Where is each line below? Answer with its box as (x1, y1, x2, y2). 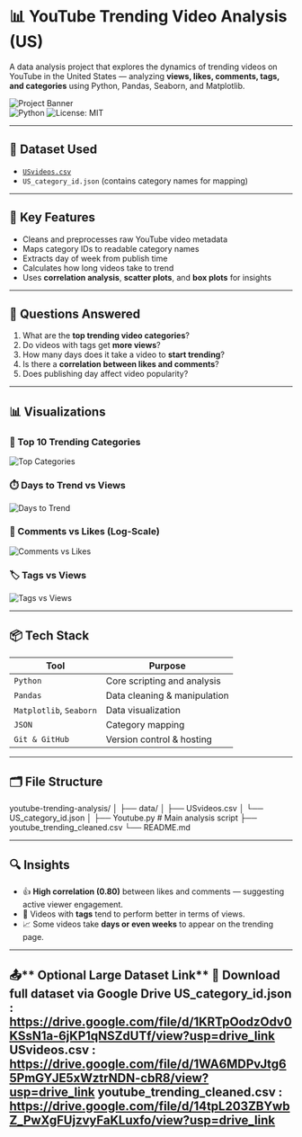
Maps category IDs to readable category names (22, 243, 200, 254)
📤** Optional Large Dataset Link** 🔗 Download (9, 967, 280, 982)
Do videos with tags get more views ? (22, 340, 161, 351)
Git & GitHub (13, 734, 70, 744)
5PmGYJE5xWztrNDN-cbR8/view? (9, 1070, 209, 1086)
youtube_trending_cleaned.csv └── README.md (9, 821, 191, 832)
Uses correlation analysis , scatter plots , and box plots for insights (22, 272, 272, 282)
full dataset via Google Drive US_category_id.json (9, 986, 292, 1001)
